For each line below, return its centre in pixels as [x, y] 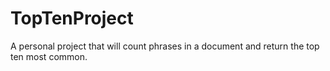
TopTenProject [72, 18]
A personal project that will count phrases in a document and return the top [165, 46]
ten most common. [49, 56]
